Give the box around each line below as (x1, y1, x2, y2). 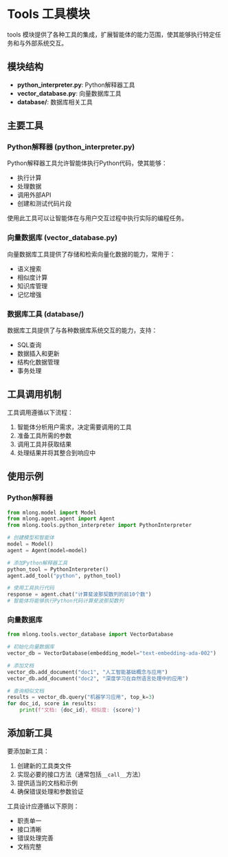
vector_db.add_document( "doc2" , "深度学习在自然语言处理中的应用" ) (7, 675, 189, 682)
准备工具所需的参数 (16, 431, 72, 440)
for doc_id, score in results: (7, 700, 97, 707)
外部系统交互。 (25, 39, 67, 47)
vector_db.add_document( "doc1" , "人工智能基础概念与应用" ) (7, 669, 168, 675)
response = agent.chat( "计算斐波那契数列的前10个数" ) (7, 591, 152, 598)
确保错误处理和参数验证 (16, 787, 84, 795)
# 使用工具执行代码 (7, 585, 55, 592)
